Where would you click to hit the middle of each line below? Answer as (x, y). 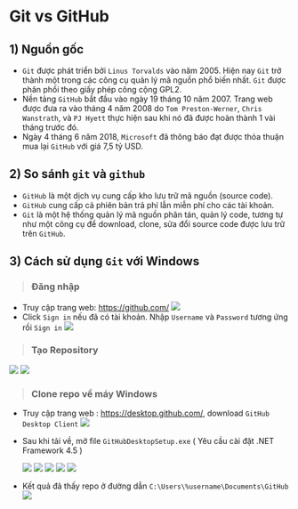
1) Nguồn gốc (47, 49)
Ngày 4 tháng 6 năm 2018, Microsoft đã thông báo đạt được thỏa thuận (153, 137)
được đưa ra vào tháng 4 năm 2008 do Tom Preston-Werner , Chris (142, 108)
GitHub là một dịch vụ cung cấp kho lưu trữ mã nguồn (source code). (148, 195)
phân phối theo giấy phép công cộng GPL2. (102, 89)
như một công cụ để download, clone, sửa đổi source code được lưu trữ (153, 223)
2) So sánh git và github (77, 174)
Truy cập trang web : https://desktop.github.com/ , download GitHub (145, 413)
